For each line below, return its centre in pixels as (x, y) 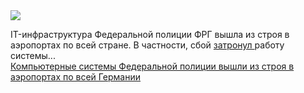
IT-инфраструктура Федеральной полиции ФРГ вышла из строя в (150, 34)
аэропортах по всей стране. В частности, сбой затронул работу (147, 45)
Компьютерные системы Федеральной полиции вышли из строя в (152, 66)
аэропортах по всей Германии (76, 77)
